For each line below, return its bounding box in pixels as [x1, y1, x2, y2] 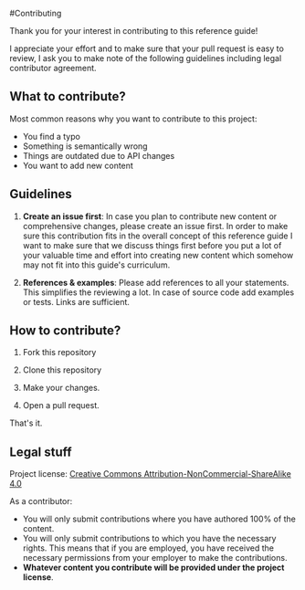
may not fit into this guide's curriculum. [22, 259, 171, 270]
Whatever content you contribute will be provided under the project [22, 562, 285, 574]
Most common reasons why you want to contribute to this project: [9, 113, 258, 124]
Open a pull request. [22, 400, 100, 411]
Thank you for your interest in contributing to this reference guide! [9, 26, 258, 36]
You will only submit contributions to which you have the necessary [22, 533, 277, 544]
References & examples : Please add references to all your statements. [22, 277, 289, 288]
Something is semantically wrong [22, 141, 148, 152]
